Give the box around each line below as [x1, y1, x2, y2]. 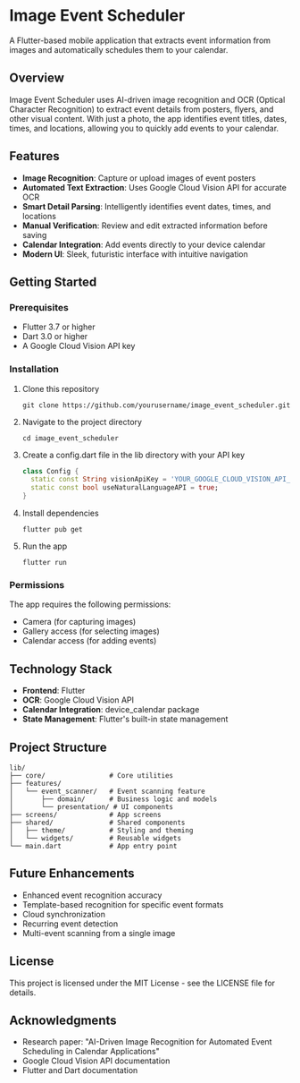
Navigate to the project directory [21, 416, 143, 427]
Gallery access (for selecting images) [21, 626, 161, 636]
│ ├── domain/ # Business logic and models [9, 794, 218, 804]
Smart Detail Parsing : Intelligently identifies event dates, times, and [21, 200, 271, 211]
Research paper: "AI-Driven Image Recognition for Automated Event [21, 1036, 272, 1047]
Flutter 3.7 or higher [21, 321, 96, 332]
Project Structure [9, 739, 107, 755]
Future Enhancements [9, 866, 136, 882]
